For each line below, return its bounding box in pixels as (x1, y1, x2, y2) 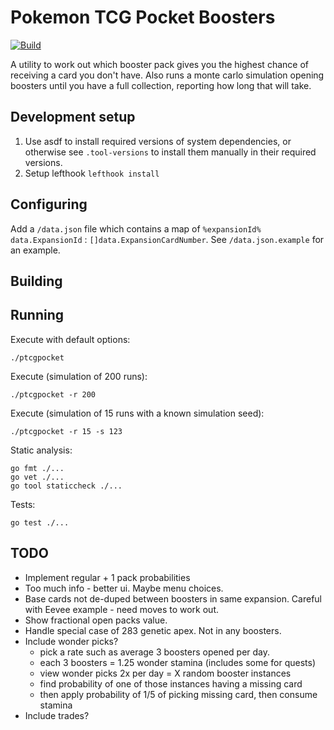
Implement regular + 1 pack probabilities (24, 571, 191, 583)
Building (10, 272, 63, 290)
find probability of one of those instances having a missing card (39, 677, 303, 690)
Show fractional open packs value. (24, 614, 168, 626)
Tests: (10, 498, 36, 510)
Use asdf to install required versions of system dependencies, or (24, 135, 292, 147)
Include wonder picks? (24, 635, 119, 647)
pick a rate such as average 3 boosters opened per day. (39, 646, 271, 658)
